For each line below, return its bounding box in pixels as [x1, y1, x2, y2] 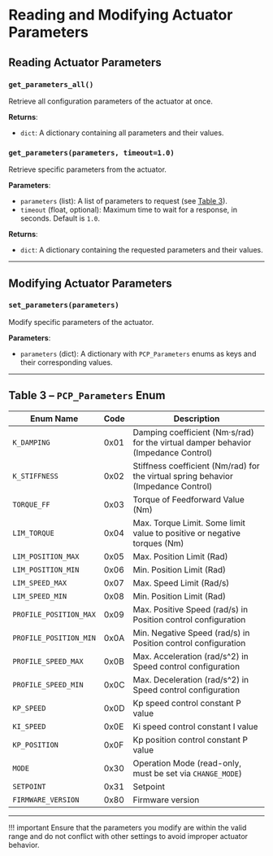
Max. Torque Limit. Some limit [132, 517, 246, 529]
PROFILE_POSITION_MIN [12, 633, 96, 643]
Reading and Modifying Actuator [8, 6, 233, 24]
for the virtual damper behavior [132, 437, 252, 448]
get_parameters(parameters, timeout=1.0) [8, 148, 175, 157]
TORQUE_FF [12, 499, 50, 509]
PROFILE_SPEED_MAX [12, 656, 84, 665]
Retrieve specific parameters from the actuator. [8, 165, 167, 174]
